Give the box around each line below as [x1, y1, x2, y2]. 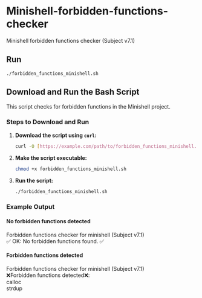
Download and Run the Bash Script [6, 87, 140, 97]
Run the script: [15, 177, 53, 184]
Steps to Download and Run [6, 118, 90, 126]
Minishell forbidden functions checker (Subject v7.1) [6, 37, 135, 44]
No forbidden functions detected [6, 218, 91, 224]
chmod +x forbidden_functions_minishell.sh [15, 166, 127, 172]
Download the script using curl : [15, 132, 97, 139]
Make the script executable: [15, 154, 88, 161]
